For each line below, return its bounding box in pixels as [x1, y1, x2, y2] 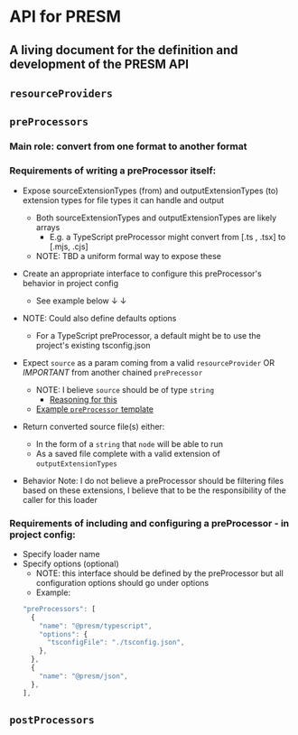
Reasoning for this [49, 394, 117, 405]
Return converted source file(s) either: [22, 421, 165, 432]
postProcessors [9, 713, 95, 726]
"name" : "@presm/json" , [39, 671, 128, 681]
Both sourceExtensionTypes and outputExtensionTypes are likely [35, 212, 277, 223]
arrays [35, 221, 61, 232]
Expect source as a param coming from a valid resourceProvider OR [22, 357, 275, 367]
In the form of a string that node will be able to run [35, 438, 224, 449]
